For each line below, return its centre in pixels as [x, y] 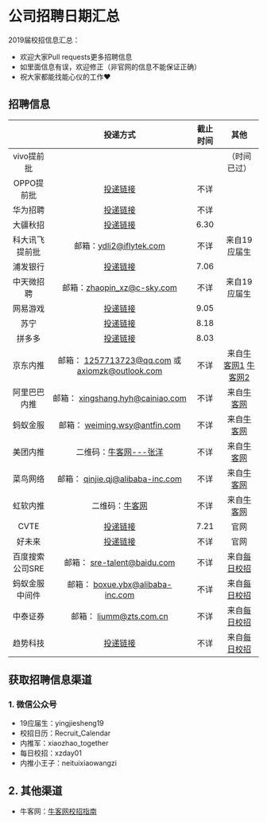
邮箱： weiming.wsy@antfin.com [120, 425]
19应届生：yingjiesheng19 [62, 723]
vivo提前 [29, 156]
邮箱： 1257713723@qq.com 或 [120, 360]
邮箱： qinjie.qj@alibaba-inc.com [120, 479]
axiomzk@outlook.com [120, 370]
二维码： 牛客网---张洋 [120, 452]
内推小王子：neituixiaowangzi [68, 763]
